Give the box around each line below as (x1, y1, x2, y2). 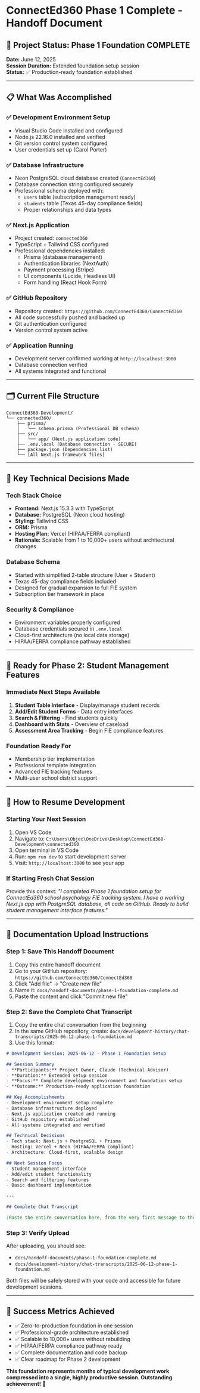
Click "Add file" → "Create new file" (14, 980, 102, 987)
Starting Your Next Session (6, 815, 86, 823)
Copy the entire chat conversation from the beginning (14, 1021, 147, 1028)
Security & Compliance (6, 605, 74, 613)
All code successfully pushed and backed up (14, 314, 126, 321)
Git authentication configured (14, 320, 87, 327)
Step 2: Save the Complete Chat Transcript (6, 1008, 133, 1016)
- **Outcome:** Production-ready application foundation (6, 1083, 151, 1089)
